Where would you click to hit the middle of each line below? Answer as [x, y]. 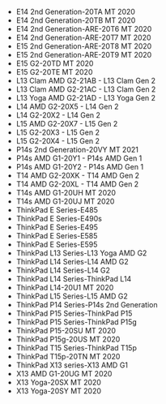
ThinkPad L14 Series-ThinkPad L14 [74, 279]
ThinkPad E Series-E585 [57, 236]
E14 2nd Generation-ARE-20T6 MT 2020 [84, 29]
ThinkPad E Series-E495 [57, 227]
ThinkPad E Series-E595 [57, 244]
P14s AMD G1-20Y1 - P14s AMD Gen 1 [79, 158]
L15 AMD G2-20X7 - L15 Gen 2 [67, 124]
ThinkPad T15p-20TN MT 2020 [68, 357]
